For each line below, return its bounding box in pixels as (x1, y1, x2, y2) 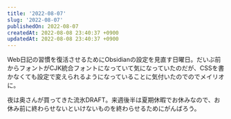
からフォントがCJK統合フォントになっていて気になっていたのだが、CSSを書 (7, 64, 225, 72)
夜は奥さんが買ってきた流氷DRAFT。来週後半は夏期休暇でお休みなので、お (7, 96, 221, 104)
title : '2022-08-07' (7, 10, 67, 17)
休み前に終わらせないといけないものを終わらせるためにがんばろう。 (7, 105, 201, 113)
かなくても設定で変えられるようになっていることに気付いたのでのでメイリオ (7, 73, 225, 81)
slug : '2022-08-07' (7, 17, 64, 23)
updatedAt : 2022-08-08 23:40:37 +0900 (7, 36, 119, 43)
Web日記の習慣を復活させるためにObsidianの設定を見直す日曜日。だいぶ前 (7, 56, 221, 64)
